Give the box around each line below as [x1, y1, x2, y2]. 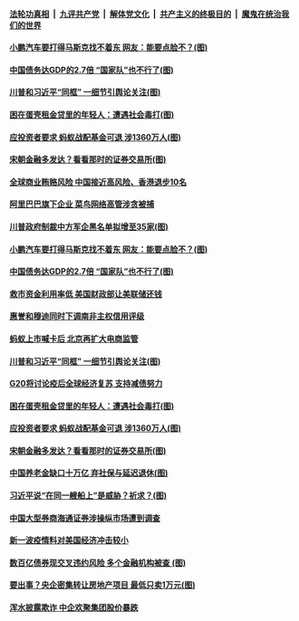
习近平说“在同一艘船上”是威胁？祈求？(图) [9, 490, 168, 502]
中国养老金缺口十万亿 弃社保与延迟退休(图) [9, 467, 169, 479]
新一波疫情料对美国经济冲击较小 [9, 535, 129, 546]
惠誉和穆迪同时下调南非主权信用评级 [9, 310, 145, 321]
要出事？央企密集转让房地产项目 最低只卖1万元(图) [9, 579, 196, 590]
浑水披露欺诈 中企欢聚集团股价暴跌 [9, 602, 139, 613]
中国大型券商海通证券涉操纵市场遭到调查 [9, 512, 160, 523]
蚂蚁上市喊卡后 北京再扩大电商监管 [9, 333, 139, 344]
